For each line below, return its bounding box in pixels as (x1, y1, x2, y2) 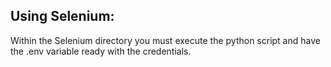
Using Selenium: (10, 8, 115, 25)
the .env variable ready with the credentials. (10, 45, 192, 57)
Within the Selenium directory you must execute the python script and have (10, 34, 321, 46)
